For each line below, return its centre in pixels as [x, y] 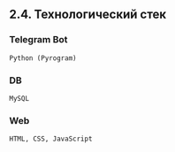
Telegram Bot [38, 40]
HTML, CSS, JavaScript [51, 139]
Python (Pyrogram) [43, 58]
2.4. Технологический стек [88, 15]
